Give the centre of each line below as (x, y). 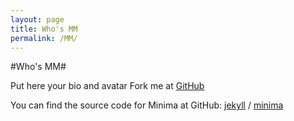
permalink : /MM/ (44, 38)
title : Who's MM (44, 29)
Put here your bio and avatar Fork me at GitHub (107, 86)
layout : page (37, 19)
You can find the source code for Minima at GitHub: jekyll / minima (147, 105)
